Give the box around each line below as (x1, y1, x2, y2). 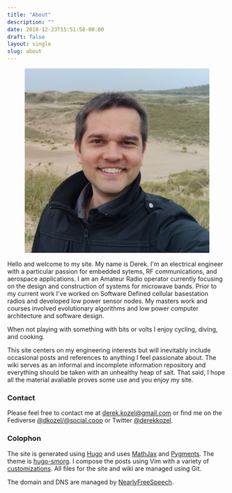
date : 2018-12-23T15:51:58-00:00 (7, 26, 105, 33)
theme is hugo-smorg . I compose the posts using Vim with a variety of (7, 457, 210, 465)
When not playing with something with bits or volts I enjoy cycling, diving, (7, 325, 218, 334)
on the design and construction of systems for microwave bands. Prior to (7, 282, 217, 290)
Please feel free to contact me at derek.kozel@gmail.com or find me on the (7, 409, 222, 417)
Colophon (7, 434, 42, 444)
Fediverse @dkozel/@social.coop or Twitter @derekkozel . (7, 416, 173, 425)
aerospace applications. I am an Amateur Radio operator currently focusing (7, 275, 223, 283)
